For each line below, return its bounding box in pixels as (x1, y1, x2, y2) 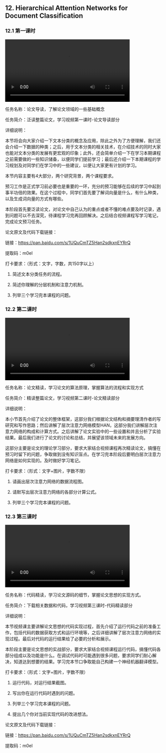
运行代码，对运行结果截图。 (12, 680, 69, 686)
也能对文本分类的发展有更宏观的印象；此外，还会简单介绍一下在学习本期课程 (5, 150, 161, 156)
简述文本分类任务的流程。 (12, 271, 65, 277)
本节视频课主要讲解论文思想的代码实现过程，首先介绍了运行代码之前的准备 (5, 623, 157, 629)
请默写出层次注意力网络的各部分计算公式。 (12, 489, 99, 495)
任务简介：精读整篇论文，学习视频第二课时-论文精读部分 (5, 395, 120, 401)
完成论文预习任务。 (5, 219, 44, 224)
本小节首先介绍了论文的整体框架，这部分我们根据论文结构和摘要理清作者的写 (5, 416, 161, 422)
